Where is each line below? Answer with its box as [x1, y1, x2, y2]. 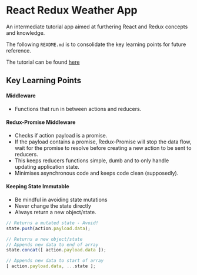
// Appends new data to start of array [6, 258, 104, 264]
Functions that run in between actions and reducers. [14, 105, 142, 112]
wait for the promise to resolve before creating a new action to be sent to [14, 144, 192, 151]
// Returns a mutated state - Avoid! [6, 220, 99, 226]
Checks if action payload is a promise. [14, 132, 108, 139]
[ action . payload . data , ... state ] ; [6, 263, 96, 269]
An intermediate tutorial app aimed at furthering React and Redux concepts [6, 23, 188, 30]
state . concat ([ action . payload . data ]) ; [6, 247, 107, 253]
